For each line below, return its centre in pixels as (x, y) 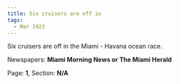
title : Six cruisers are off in (54, 14)
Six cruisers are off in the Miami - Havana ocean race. (85, 47)
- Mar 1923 (29, 26)
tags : (15, 20)
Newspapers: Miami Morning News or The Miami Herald (90, 60)
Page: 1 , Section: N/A (38, 73)
